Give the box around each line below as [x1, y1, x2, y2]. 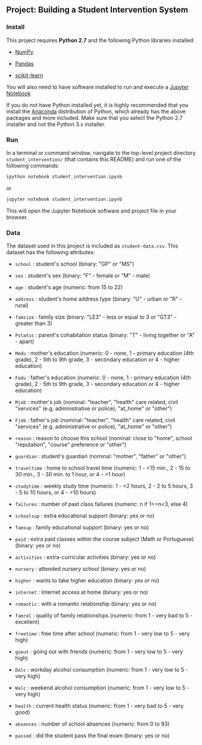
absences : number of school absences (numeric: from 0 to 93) [14, 720, 170, 728]
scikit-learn [14, 72, 43, 79]
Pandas [14, 60, 34, 67]
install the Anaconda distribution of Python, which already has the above [6, 108, 186, 115]
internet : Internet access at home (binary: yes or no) [14, 588, 148, 596]
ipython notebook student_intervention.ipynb [6, 173, 122, 179]
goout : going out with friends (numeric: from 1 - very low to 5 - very [14, 648, 183, 655]
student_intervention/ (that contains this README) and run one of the [6, 155, 182, 163]
